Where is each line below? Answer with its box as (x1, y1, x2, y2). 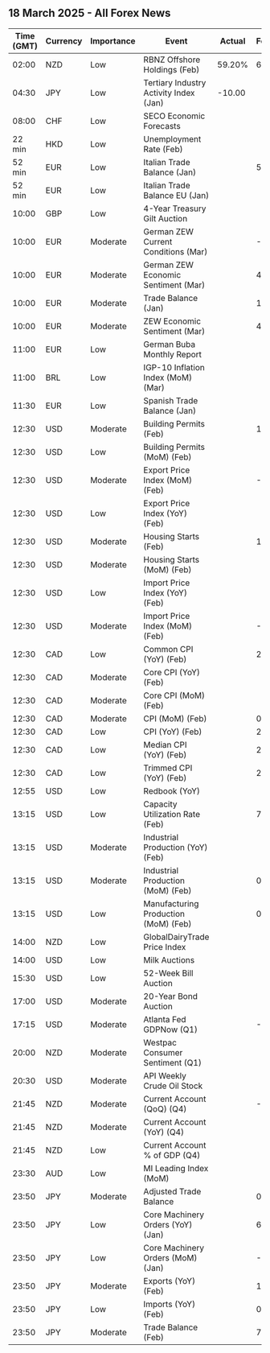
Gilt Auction (143, 212, 188, 224)
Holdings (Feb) (143, 64, 200, 75)
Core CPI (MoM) (143, 690, 206, 701)
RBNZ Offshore (143, 54, 201, 65)
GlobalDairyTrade (143, 931, 210, 943)
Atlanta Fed (143, 1013, 186, 1025)
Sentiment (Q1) (143, 1057, 202, 1068)
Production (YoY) (143, 841, 208, 852)
